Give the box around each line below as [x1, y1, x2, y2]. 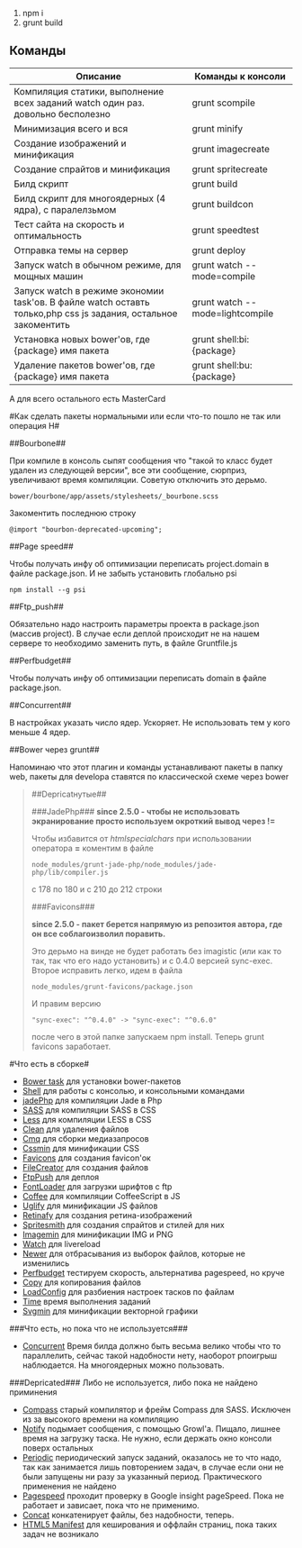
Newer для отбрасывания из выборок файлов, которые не [22, 1248, 245, 1259]
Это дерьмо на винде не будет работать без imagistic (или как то [31, 945, 282, 956]
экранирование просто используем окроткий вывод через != [31, 815, 276, 826]
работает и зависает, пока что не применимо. [22, 1499, 200, 1510]
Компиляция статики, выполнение [13, 85, 164, 97]
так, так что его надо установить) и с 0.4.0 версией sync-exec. [31, 955, 273, 966]
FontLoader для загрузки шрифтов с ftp [22, 1180, 173, 1192]
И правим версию [31, 997, 102, 1008]
